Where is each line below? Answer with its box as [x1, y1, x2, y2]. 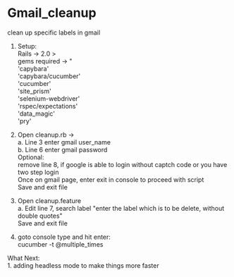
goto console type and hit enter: [17, 233, 111, 241]
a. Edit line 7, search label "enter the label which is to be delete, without [17, 204, 225, 212]
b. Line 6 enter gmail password [17, 145, 108, 154]
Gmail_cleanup [7, 5, 97, 21]
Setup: [17, 42, 37, 50]
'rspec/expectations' [17, 101, 78, 110]
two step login [17, 168, 59, 176]
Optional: [17, 153, 44, 161]
